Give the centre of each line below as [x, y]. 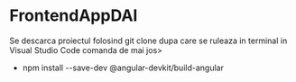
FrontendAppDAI [74, 16]
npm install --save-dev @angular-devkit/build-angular [123, 68]
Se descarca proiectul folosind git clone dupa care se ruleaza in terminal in [148, 41]
